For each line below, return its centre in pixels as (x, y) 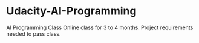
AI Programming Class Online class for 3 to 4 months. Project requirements (100, 27)
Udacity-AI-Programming (71, 11)
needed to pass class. (34, 33)
